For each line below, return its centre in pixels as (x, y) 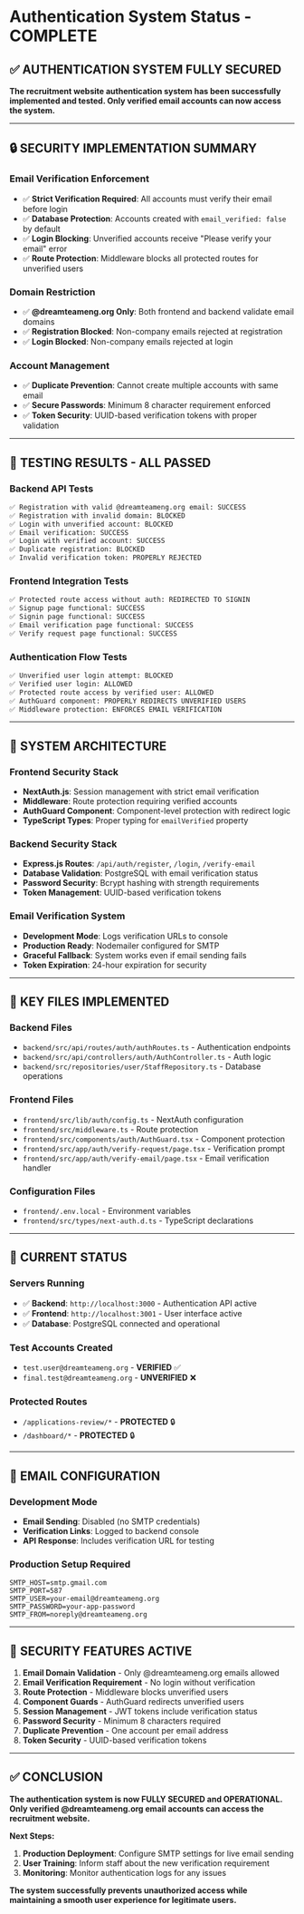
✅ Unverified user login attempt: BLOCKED (91, 676)
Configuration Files (52, 1191)
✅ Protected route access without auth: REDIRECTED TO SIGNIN (130, 600)
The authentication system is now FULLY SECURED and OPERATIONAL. (146, 1799)
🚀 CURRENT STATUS (68, 1258)
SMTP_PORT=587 (36, 1591)
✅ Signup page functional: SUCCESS (77, 608)
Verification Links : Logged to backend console (110, 1530)
